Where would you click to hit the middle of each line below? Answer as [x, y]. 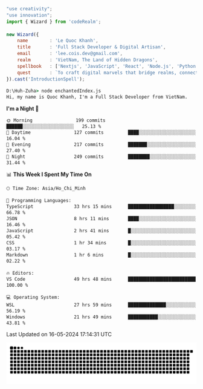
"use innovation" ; [29, 15]
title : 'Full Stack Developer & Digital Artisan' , [92, 47]
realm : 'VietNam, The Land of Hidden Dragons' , [88, 60]
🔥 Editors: [20, 273]
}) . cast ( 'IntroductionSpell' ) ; [46, 79]
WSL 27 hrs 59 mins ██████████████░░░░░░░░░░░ [101, 305]
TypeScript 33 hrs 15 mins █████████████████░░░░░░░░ [101, 207]
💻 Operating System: [33, 298]
